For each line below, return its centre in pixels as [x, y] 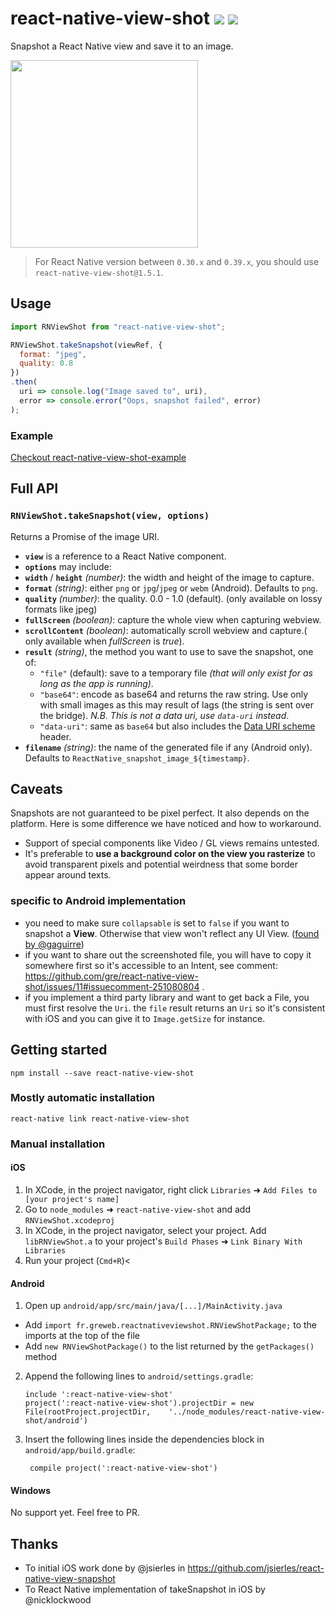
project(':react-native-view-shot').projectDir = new [139, 1403]
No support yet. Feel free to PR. [75, 1513]
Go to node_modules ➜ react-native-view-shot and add [137, 1209]
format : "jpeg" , [53, 354]
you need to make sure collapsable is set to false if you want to [157, 923]
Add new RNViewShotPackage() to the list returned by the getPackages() [169, 1346]
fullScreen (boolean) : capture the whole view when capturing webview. [173, 619]
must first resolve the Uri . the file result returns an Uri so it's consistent [175, 1008]
